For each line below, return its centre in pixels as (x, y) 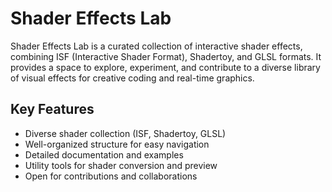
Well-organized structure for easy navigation (117, 144)
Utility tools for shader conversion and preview (121, 165)
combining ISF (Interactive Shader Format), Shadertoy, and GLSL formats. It (166, 56)
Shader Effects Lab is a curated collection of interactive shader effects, (156, 46)
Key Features (52, 109)
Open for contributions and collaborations (111, 176)
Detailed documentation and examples (104, 154)
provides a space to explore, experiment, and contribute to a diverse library (165, 67)
